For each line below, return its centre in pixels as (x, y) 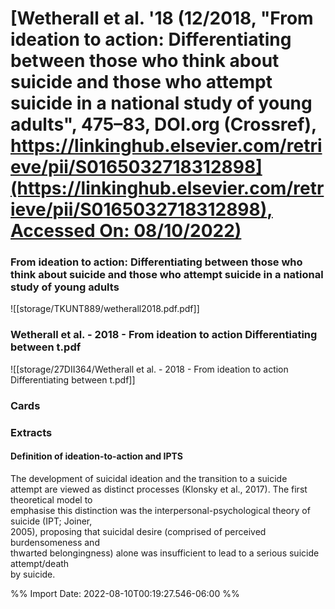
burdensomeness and (55, 542)
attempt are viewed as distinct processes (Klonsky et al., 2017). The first (159, 489)
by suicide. (33, 574)
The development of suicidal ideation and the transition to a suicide (149, 478)
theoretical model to (51, 499)
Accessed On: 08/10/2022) (126, 231)
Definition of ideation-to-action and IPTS (96, 456)
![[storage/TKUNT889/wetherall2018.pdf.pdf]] (105, 309)
